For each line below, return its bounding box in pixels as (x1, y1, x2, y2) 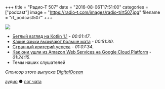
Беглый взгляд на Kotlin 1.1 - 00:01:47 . (12, 33, 91, 39)
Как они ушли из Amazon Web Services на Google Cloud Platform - (12, 49, 152, 55)
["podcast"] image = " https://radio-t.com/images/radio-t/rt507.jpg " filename (5, 9, 161, 15)
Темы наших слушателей (12, 59, 66, 65)
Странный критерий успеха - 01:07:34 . (12, 44, 94, 50)
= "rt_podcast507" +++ (5, 15, 53, 20)
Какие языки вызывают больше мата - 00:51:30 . (12, 39, 115, 44)
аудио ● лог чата (5, 79, 42, 84)
